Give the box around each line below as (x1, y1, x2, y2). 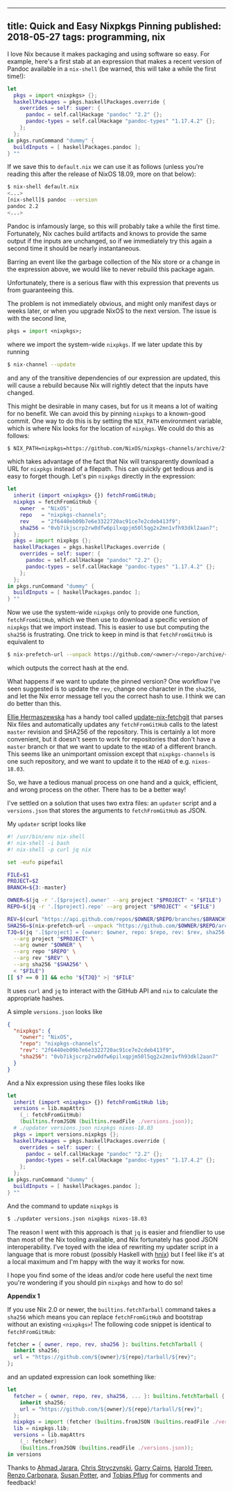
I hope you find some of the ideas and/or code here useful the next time (7, 1271, 213, 1279)
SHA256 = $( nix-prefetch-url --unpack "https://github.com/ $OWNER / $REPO (7, 922, 216, 929)
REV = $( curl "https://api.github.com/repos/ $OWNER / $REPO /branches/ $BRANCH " (7, 915, 228, 922)
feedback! (7, 1478, 36, 1486)
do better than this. (7, 700, 62, 708)
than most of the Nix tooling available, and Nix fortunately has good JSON (7, 1235, 218, 1244)
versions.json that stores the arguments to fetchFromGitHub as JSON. (7, 806, 207, 815)
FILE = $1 (7, 871, 30, 879)
